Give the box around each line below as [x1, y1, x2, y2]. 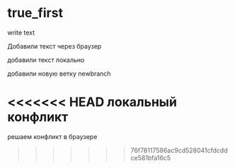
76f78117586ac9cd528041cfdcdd [130, 146, 228, 155]
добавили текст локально [7, 55, 85, 64]
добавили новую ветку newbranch [7, 69, 111, 78]
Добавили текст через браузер [7, 42, 102, 50]
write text [7, 28, 35, 37]
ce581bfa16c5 [130, 153, 171, 162]
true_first [7, 5, 64, 21]
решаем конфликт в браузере [7, 132, 98, 140]
